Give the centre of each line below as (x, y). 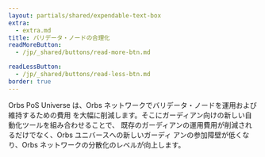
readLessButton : (35, 67)
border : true (30, 81)
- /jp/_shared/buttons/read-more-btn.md (83, 52)
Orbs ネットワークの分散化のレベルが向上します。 (104, 144)
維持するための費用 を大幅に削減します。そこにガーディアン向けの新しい (127, 115)
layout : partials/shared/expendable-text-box (84, 15)
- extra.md (33, 30)
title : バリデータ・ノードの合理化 (59, 38)
